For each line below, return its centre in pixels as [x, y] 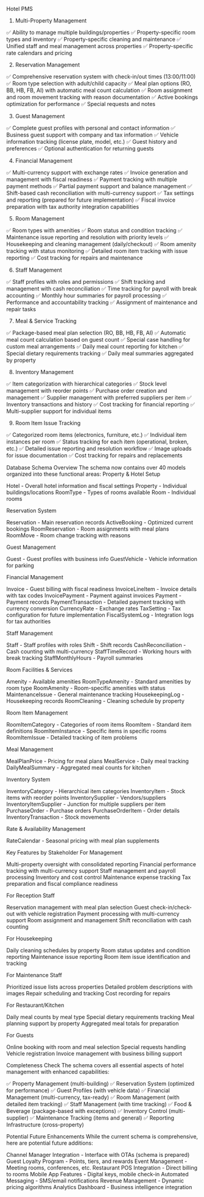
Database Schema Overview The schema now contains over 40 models [96, 468]
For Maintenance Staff [34, 975]
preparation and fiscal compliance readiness [62, 884]
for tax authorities [29, 621]
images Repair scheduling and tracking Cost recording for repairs [88, 993]
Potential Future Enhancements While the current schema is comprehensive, [102, 1136]
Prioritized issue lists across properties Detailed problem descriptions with [100, 987]
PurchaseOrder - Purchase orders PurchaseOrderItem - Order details [93, 810]
